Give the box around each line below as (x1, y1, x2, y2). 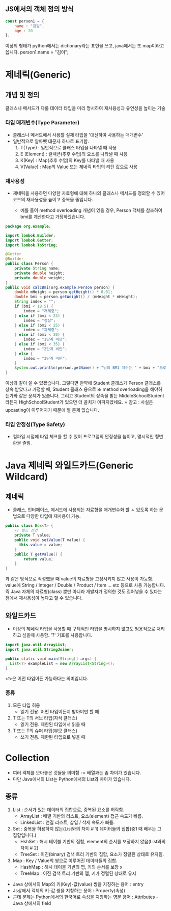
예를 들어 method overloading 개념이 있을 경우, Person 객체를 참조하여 (20, 207, 163, 213)
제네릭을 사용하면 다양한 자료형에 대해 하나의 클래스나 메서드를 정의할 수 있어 (12, 190, 165, 196)
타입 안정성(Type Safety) (5, 421, 65, 428)
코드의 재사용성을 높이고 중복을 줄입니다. (12, 196, 93, 202)
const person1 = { (5, 18, 44, 24)
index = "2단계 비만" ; (23, 346, 68, 352)
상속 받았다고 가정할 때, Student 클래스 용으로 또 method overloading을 (5, 386, 149, 392)
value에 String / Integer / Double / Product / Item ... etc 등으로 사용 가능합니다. (5, 582, 165, 588)
